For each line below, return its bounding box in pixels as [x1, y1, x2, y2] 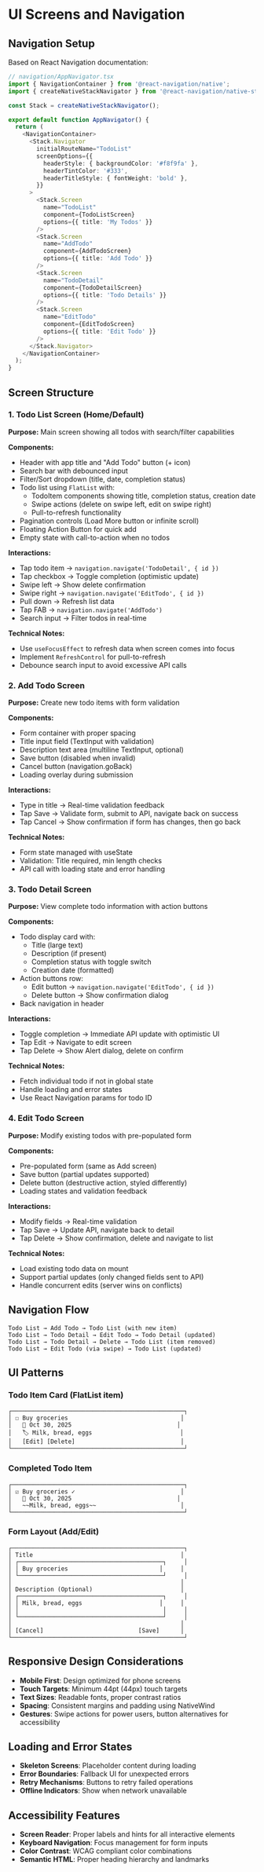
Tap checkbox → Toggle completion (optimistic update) [19, 571, 199, 581]
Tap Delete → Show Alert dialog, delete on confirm [19, 1046, 184, 1056]
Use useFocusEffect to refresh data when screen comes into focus [19, 643, 236, 653]
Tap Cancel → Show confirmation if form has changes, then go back [19, 817, 241, 826]
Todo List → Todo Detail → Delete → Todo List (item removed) [8, 1338, 216, 1346]
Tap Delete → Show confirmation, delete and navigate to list [19, 1233, 214, 1243]
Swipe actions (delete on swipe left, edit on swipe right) [31, 499, 212, 508]
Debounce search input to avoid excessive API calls [19, 660, 187, 669]
